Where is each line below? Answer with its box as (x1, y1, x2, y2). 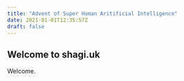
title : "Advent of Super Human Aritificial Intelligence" (7, 10, 178, 17)
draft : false (7, 23, 45, 30)
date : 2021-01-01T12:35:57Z (7, 17, 89, 24)
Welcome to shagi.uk (7, 48, 100, 60)
